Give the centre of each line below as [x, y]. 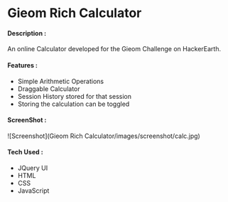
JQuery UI [33, 168]
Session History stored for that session [74, 96]
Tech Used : [26, 152]
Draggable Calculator [49, 89]
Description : [27, 33]
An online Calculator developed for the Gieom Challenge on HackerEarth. [114, 49]
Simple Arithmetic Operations [61, 81]
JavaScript [33, 191]
